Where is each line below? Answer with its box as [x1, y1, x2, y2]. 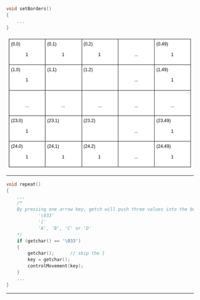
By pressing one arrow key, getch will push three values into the [17, 206, 187, 212]
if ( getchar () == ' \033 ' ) [17, 238, 82, 244]
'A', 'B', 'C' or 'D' [37, 225, 92, 231]
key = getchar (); [27, 256, 70, 263]
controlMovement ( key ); [27, 263, 84, 269]
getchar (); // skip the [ [27, 250, 105, 256]
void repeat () [6, 181, 42, 187]
